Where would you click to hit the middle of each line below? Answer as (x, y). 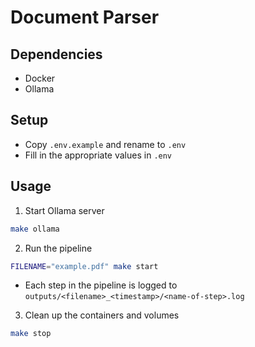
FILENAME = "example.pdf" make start (84, 266)
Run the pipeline (58, 248)
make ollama (35, 229)
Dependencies (56, 54)
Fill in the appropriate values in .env (98, 155)
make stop (31, 334)
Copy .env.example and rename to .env (105, 144)
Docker (40, 78)
